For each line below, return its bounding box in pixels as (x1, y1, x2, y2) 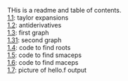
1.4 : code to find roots (7, 44, 71, 51)
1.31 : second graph (7, 36, 62, 44)
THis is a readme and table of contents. (7, 6, 122, 14)
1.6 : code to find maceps (7, 58, 79, 66)
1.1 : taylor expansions (7, 13, 69, 22)
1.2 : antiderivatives (7, 21, 62, 29)
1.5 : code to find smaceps (7, 51, 82, 59)
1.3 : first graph (7, 28, 49, 37)
